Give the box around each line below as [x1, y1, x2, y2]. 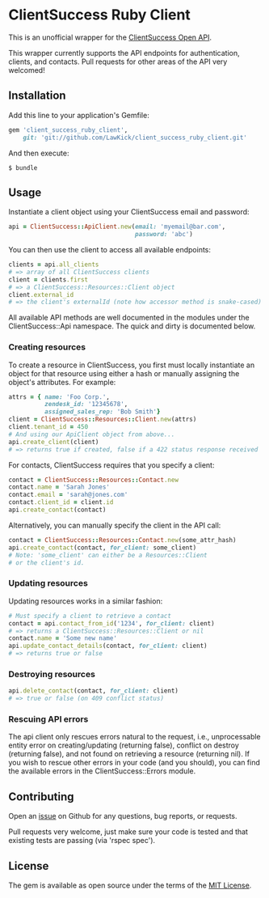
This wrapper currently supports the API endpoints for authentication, [8, 48, 240, 57]
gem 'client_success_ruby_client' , [8, 125, 128, 134]
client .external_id [8, 290, 74, 299]
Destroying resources [8, 668, 95, 680]
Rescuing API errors [8, 714, 89, 725]
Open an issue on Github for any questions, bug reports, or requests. [8, 811, 237, 821]
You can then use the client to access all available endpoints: [8, 245, 212, 255]
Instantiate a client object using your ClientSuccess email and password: [8, 207, 250, 217]
